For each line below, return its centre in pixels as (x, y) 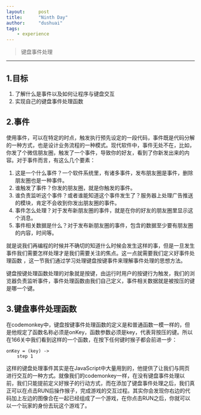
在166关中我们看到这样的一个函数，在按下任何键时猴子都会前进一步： (92, 339)
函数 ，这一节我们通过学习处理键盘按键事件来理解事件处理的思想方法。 (98, 260)
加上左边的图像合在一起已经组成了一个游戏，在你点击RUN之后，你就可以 (100, 398)
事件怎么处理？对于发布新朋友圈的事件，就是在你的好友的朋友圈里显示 (101, 210)
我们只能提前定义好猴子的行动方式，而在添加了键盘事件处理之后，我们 (103, 383)
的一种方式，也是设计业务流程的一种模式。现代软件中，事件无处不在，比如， (100, 145)
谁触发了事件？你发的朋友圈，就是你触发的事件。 (75, 188)
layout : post (28, 12)
